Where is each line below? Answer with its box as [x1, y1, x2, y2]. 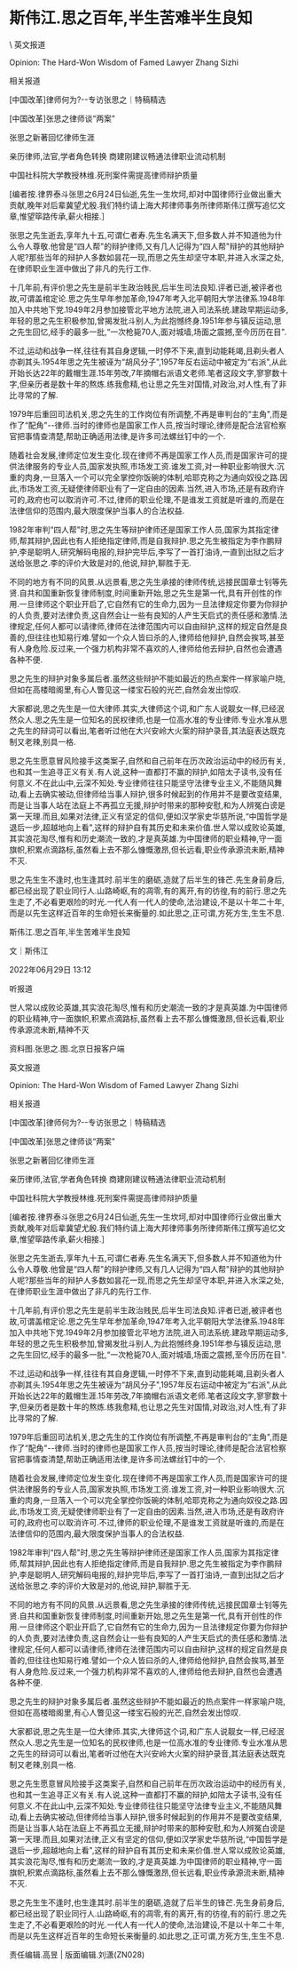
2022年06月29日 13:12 [9, 964, 91, 974]
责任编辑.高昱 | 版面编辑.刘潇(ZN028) [9, 1949, 145, 1960]
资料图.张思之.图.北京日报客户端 [9, 1043, 126, 1053]
